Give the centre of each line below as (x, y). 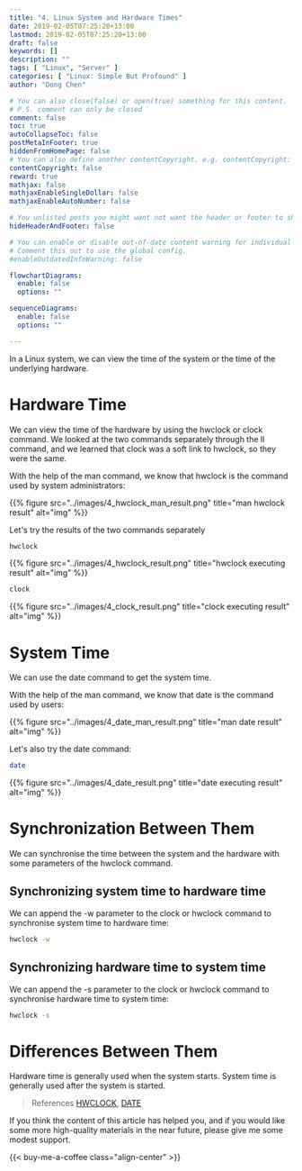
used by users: (37, 704)
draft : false (34, 43)
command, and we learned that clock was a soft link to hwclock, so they (143, 449)
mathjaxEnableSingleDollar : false (74, 193)
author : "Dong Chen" (48, 85)
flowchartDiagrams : (46, 276)
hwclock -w (30, 939)
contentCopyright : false (56, 168)
